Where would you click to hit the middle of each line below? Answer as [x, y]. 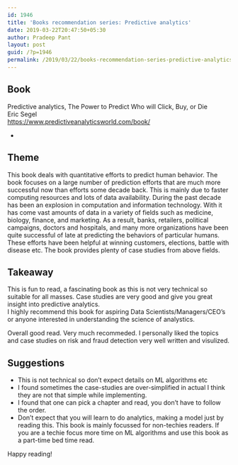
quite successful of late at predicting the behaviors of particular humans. [113, 235]
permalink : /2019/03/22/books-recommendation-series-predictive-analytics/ [121, 60]
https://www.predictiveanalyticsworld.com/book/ [79, 121]
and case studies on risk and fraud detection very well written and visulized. [119, 341]
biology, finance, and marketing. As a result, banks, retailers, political [108, 220]
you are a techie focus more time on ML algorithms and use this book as [123, 433]
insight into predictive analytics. [54, 304]
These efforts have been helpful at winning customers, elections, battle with [118, 242]
